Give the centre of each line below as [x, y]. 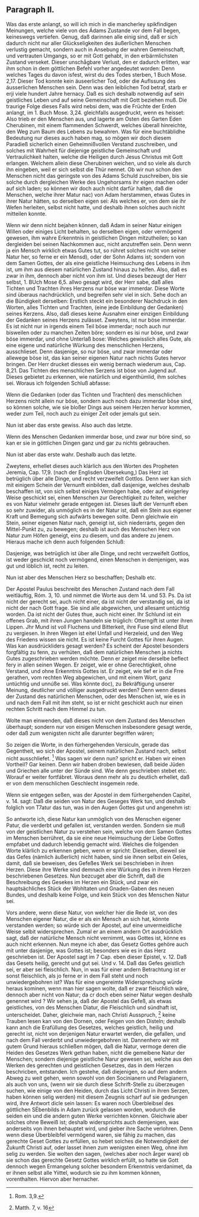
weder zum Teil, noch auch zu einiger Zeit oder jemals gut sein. [84, 413]
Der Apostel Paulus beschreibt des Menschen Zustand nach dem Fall [90, 589]
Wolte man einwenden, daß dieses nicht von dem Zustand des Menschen [96, 720]
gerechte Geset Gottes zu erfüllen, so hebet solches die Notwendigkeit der [97, 1141]
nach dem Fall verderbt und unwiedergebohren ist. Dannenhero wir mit [93, 1040]
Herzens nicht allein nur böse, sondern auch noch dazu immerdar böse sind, [99, 401]
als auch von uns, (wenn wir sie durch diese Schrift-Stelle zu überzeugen [95, 1084]
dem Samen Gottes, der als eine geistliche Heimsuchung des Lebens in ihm [98, 263]
